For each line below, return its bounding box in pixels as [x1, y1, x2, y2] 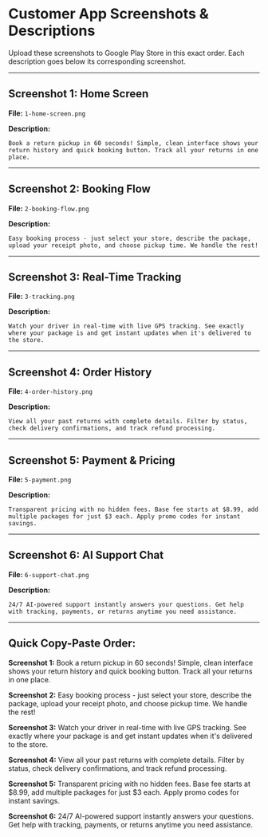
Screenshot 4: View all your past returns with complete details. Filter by [8, 755, 245, 764]
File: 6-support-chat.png [8, 569, 89, 579]
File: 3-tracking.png [8, 292, 75, 301]
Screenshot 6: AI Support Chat [8, 548, 164, 562]
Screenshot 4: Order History [8, 365, 152, 379]
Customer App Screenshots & [8, 5, 209, 23]
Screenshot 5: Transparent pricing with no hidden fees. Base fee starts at [8, 779, 251, 788]
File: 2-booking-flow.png [8, 203, 89, 213]
